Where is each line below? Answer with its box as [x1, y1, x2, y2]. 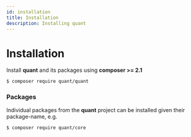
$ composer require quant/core [6, 125, 86, 131]
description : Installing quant [6, 20, 86, 26]
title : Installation [6, 15, 59, 21]
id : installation [6, 9, 51, 15]
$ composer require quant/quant [6, 79, 89, 85]
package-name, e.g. [6, 113, 58, 121]
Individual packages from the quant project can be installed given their [6, 107, 185, 114]
